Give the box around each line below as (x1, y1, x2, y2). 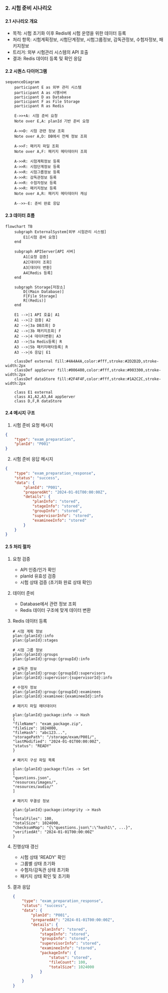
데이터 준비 (12, 590, 35, 596)
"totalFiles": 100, (12, 816, 54, 821)
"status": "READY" (12, 743, 51, 749)
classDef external (14, 358, 53, 364)
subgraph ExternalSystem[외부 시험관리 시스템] (14, 229, 107, 234)
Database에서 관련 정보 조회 (20, 601, 77, 607)
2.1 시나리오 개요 (5, 18, 38, 24)
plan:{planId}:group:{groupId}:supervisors (12, 671, 106, 676)
